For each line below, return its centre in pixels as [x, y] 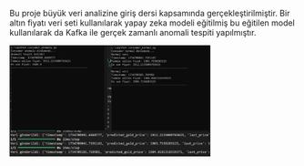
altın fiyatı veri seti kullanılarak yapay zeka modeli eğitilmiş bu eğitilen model [152, 23]
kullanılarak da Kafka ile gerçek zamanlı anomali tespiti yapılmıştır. [133, 32]
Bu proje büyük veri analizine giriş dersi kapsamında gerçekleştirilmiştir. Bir [150, 13]
